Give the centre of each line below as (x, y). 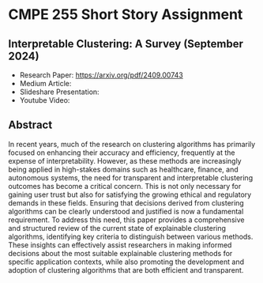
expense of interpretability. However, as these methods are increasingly (125, 160)
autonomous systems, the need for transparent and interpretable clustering (131, 177)
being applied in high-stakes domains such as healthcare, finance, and (123, 169)
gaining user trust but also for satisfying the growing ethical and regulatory (130, 194)
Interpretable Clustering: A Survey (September (126, 44)
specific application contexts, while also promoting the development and (126, 262)
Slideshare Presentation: (60, 92)
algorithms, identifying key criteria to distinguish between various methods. (131, 236)
